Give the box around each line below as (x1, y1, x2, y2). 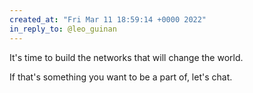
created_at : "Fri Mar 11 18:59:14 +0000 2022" (9, 14, 207, 25)
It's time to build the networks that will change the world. (9, 51, 244, 63)
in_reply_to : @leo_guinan (9, 24, 117, 34)
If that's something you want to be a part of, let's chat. (9, 71, 233, 83)
